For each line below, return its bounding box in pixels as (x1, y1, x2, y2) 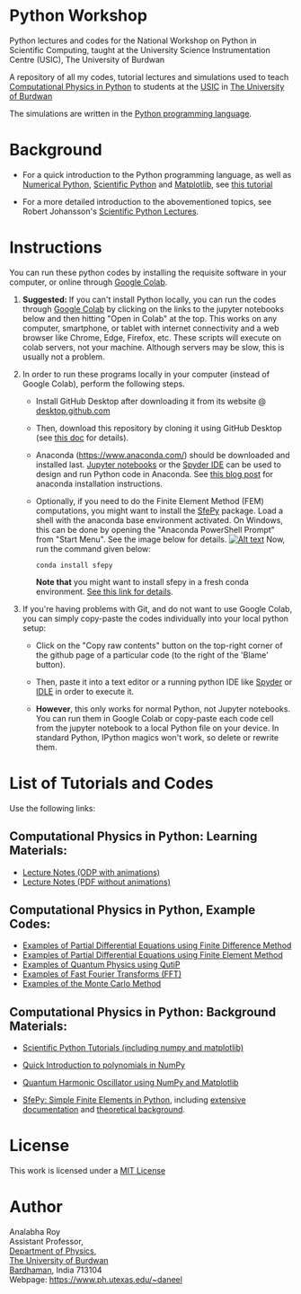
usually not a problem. (22, 351, 105, 362)
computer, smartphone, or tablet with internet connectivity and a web (22, 323, 279, 333)
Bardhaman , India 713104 (9, 1264, 102, 1276)
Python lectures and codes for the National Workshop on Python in (9, 35, 258, 46)
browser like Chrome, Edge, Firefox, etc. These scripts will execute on (22, 332, 281, 342)
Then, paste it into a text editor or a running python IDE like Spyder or (35, 676, 293, 687)
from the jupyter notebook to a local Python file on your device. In (35, 722, 279, 733)
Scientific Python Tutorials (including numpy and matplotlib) (22, 1042, 244, 1053)
